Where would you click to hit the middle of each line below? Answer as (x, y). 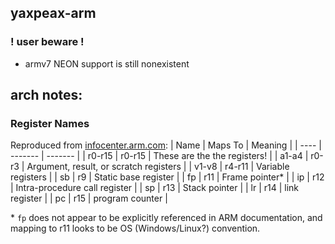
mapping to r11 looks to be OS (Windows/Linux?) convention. (135, 228)
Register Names (50, 123)
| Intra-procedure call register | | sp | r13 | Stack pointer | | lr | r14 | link (155, 188)
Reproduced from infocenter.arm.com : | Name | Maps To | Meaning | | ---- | (166, 145)
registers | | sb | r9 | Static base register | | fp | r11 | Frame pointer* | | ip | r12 (167, 177)
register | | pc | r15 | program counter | (89, 198)
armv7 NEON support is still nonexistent (107, 63)
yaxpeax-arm (53, 13)
